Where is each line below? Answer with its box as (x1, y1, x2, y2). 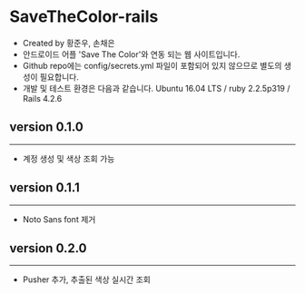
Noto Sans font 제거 (22, 213, 96, 224)
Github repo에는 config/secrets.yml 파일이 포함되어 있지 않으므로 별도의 (22, 60, 282, 71)
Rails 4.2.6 (22, 93, 63, 103)
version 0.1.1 (9, 180, 80, 196)
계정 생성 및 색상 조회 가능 (22, 152, 115, 164)
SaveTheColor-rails (9, 6, 159, 27)
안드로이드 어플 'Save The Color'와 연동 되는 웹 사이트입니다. (22, 48, 241, 60)
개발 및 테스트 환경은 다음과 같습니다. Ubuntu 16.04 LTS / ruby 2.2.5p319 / (22, 83, 290, 93)
